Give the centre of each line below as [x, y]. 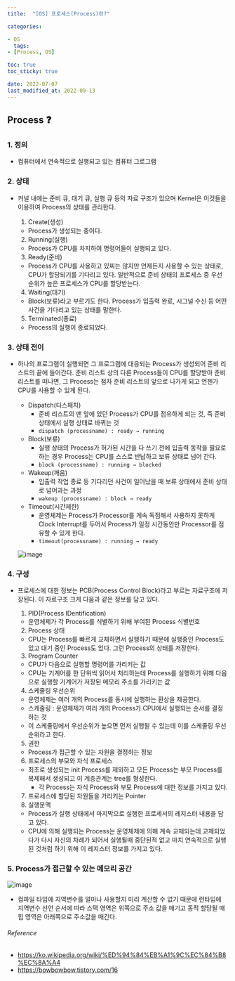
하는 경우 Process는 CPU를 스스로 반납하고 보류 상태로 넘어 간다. [128, 456]
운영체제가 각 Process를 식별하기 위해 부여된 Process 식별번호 [114, 622]
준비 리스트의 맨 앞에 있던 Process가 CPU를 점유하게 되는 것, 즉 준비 [132, 414]
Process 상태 [46, 630]
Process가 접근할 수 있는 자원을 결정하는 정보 [90, 752]
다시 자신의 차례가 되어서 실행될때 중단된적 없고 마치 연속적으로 [127, 840]
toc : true [22, 65]
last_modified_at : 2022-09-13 [52, 91]
